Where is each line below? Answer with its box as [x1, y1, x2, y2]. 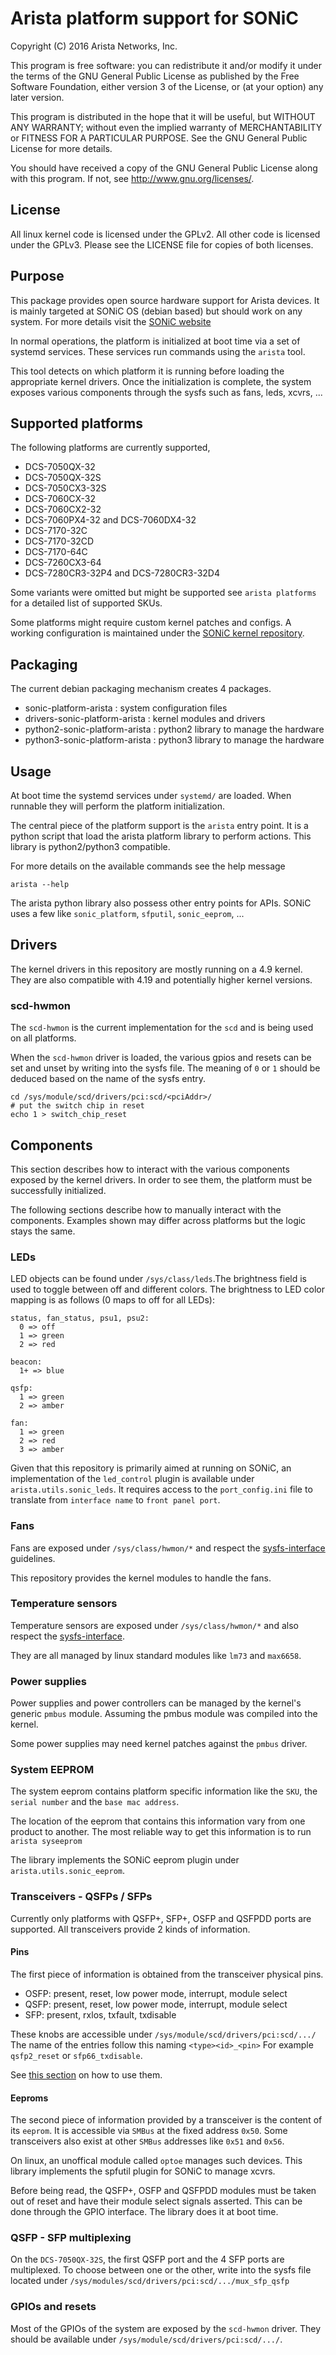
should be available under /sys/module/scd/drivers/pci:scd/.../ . [10, 2333, 283, 2345]
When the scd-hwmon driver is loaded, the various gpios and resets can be [10, 1052, 312, 1064]
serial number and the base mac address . [10, 1796, 180, 1808]
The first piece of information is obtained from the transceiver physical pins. [10, 1968, 324, 1980]
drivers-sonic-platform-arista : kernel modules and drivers [24, 713, 266, 725]
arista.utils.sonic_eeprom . [10, 1865, 126, 1877]
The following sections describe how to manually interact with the [10, 1203, 282, 1216]
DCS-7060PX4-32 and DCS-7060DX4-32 [24, 514, 197, 526]
